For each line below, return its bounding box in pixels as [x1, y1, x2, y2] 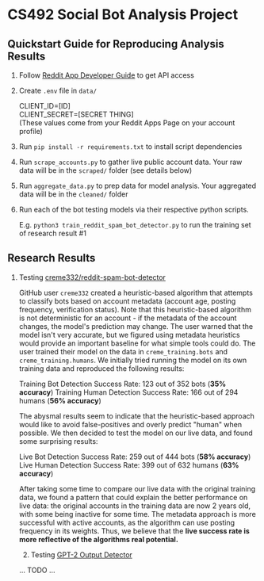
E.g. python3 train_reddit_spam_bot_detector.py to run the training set [18, 220, 251, 229]
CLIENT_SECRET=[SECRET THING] [18, 109, 134, 119]
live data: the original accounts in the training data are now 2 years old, [18, 501, 251, 510]
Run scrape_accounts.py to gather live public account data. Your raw [18, 157, 243, 166]
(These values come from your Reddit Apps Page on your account [18, 118, 235, 128]
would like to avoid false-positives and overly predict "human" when [18, 419, 243, 429]
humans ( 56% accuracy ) [18, 396, 102, 405]
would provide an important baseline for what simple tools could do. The [18, 338, 256, 348]
